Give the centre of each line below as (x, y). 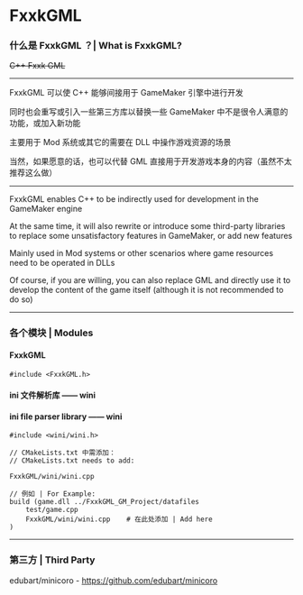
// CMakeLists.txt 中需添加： (63, 453)
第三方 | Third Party (52, 560)
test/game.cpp (52, 510)
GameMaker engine (46, 209)
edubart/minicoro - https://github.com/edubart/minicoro (114, 580)
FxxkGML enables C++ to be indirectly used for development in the (134, 199)
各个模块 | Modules (51, 333)
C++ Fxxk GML (37, 66)
